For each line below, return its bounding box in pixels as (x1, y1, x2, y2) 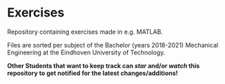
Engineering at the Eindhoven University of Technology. (7, 48, 166, 56)
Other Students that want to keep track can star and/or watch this (7, 61, 200, 70)
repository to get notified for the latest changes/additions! (7, 69, 178, 77)
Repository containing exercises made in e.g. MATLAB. (7, 28, 164, 36)
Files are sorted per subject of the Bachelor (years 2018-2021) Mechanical (7, 41, 219, 49)
